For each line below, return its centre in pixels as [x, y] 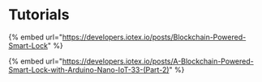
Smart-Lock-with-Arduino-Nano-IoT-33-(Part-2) [89, 69]
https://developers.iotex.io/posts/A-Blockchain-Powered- [158, 61]
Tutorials [39, 15]
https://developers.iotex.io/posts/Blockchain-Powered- [154, 37]
